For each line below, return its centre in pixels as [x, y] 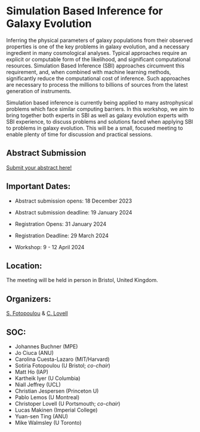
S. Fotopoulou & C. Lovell [37, 313]
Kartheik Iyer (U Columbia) [47, 378]
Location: [24, 266]
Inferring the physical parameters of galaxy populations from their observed [99, 40]
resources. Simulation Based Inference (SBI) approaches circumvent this [96, 65]
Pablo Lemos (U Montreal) [47, 397]
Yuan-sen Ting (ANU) [41, 416]
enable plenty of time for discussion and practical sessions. [79, 134]
